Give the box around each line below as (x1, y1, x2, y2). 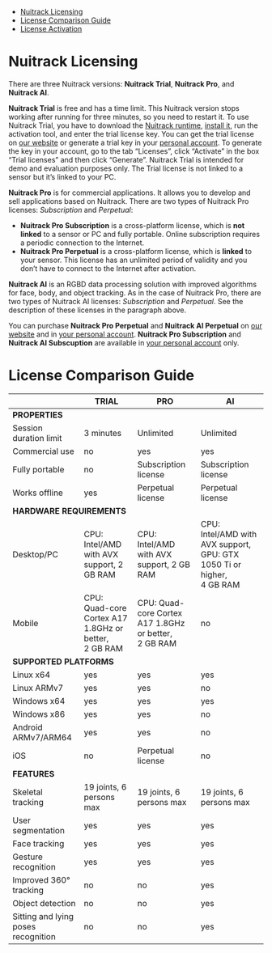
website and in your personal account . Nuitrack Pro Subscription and (8, 329, 241, 339)
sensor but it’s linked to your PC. (8, 172, 117, 181)
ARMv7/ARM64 (12, 731, 73, 743)
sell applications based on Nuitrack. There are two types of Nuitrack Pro (8, 196, 249, 205)
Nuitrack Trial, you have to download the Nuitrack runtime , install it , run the (8, 121, 258, 130)
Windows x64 (12, 695, 66, 706)
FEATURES (12, 768, 55, 779)
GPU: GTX (200, 549, 240, 560)
